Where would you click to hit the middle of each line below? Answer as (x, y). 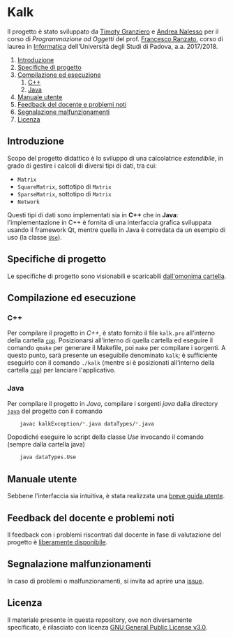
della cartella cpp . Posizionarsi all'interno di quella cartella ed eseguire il (110, 340)
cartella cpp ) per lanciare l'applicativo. (62, 370)
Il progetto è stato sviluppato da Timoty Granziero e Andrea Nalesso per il (113, 31)
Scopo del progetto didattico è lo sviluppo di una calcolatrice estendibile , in (115, 158)
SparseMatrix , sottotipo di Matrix (64, 194)
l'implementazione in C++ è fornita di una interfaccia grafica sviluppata (109, 222)
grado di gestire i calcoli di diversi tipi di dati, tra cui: (82, 166)
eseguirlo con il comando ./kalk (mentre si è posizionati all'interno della (111, 363)
